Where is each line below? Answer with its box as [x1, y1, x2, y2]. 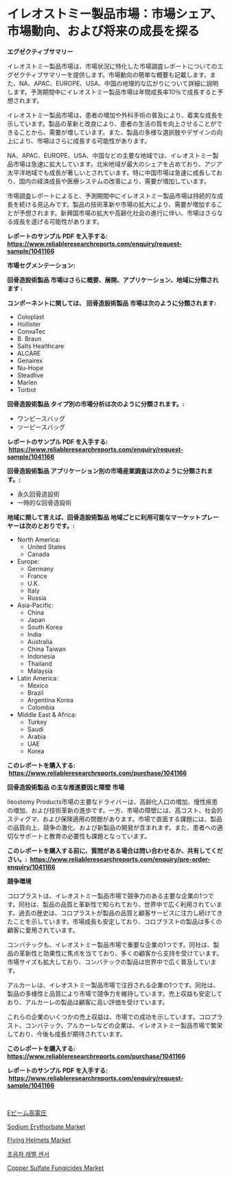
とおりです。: [36, 521, 76, 529]
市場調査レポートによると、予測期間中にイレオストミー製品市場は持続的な [7, 192, 218, 200]
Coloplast [16, 312, 45, 321]
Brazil [27, 688, 44, 697]
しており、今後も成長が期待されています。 [7, 1029, 126, 1038]
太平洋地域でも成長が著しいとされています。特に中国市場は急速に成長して [7, 168, 217, 176]
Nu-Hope [16, 363, 44, 371]
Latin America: [16, 674, 58, 682]
